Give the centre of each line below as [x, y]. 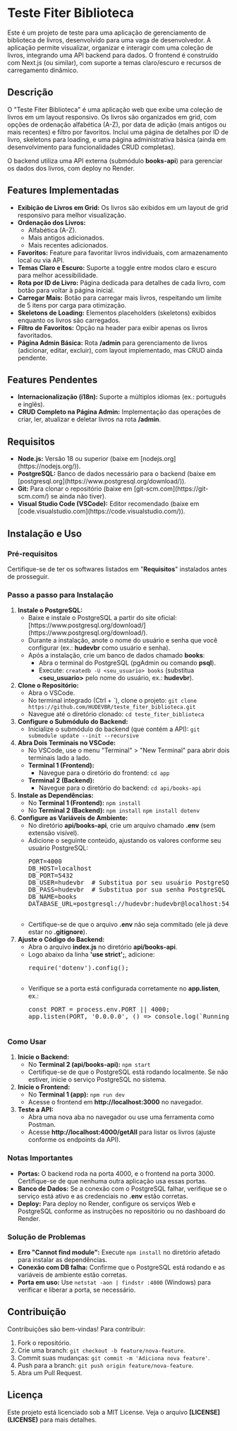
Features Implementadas [63, 191]
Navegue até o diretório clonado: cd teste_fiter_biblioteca [116, 714]
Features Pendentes [53, 380]
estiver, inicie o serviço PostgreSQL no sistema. [97, 1080]
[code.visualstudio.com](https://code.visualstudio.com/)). [101, 511]
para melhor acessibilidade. [58, 275]
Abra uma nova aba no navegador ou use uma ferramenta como [121, 1117]
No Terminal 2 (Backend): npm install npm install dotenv [114, 810]
